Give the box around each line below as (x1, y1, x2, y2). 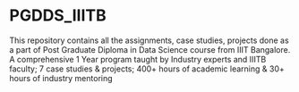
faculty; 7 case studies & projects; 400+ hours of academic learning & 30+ (9, 63, 285, 74)
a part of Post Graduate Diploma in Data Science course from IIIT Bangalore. (9, 44, 291, 54)
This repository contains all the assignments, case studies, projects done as (9, 35, 289, 46)
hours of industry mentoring (9, 72, 114, 83)
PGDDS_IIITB (9, 5, 107, 26)
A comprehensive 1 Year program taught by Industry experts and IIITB (9, 54, 267, 64)
